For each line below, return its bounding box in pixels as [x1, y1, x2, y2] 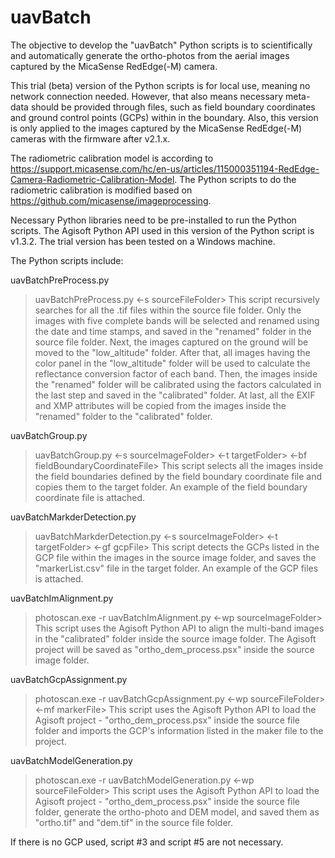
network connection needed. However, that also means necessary [10, 90, 284, 102]
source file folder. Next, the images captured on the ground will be [34, 336, 309, 348]
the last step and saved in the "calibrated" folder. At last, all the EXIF [34, 389, 316, 401]
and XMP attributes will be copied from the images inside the [34, 399, 287, 411]
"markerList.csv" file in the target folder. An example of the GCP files [34, 562, 319, 574]
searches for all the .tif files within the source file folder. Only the [34, 304, 302, 316]
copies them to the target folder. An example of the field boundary [34, 481, 308, 493]
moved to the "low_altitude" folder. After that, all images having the [34, 346, 311, 358]
